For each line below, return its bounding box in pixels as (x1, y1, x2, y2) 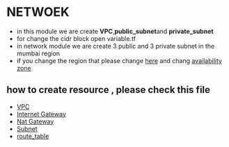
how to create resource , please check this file (6, 84, 210, 96)
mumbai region (16, 49, 61, 58)
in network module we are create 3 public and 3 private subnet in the (16, 42, 215, 50)
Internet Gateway (16, 110, 67, 118)
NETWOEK (6, 4, 70, 20)
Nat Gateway (16, 117, 54, 126)
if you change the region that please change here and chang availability (16, 56, 222, 64)
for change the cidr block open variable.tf (16, 34, 136, 42)
